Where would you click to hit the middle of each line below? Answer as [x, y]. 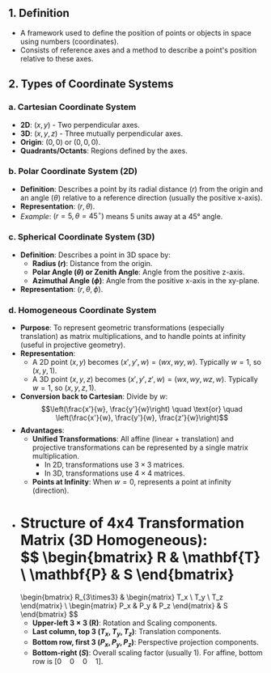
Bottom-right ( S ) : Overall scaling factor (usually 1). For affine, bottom [147, 652]
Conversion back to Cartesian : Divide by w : [94, 396]
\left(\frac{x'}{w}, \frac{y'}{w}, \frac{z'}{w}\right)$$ [142, 418]
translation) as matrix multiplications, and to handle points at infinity [133, 336]
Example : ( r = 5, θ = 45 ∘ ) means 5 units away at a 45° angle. [121, 215]
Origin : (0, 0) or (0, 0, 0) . [60, 142]
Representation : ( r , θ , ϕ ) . [61, 289]
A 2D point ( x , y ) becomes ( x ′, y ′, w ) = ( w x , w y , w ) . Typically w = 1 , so [146, 362]
